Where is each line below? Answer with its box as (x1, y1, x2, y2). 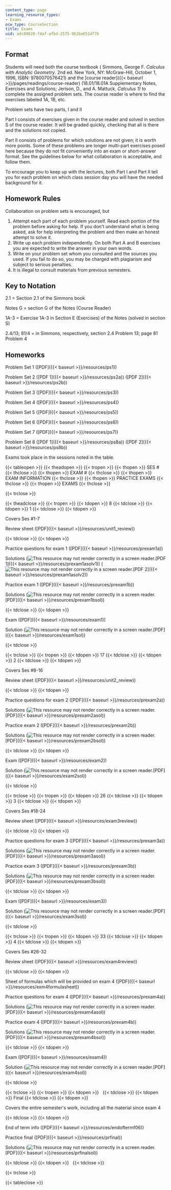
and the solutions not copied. (5, 127, 67, 133)
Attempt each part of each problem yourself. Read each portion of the (12, 218, 160, 224)
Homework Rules (5, 194, 61, 203)
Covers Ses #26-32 (5, 949, 47, 955)
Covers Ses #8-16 (5, 667, 43, 673)
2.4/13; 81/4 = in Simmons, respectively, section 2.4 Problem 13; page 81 (5, 330, 158, 337)
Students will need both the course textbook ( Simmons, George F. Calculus (5, 63, 165, 70)
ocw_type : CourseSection (5, 21, 58, 27)
